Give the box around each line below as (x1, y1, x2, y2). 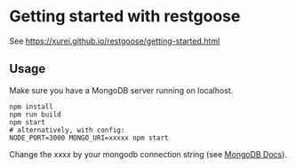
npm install (9, 102, 53, 111)
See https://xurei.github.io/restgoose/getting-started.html (9, 36, 220, 46)
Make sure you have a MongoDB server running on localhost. (9, 84, 234, 95)
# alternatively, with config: (9, 125, 125, 134)
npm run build (9, 109, 62, 119)
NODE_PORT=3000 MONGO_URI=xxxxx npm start (9, 133, 169, 142)
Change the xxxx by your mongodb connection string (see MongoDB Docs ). (9, 148, 287, 159)
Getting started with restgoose (9, 6, 241, 27)
